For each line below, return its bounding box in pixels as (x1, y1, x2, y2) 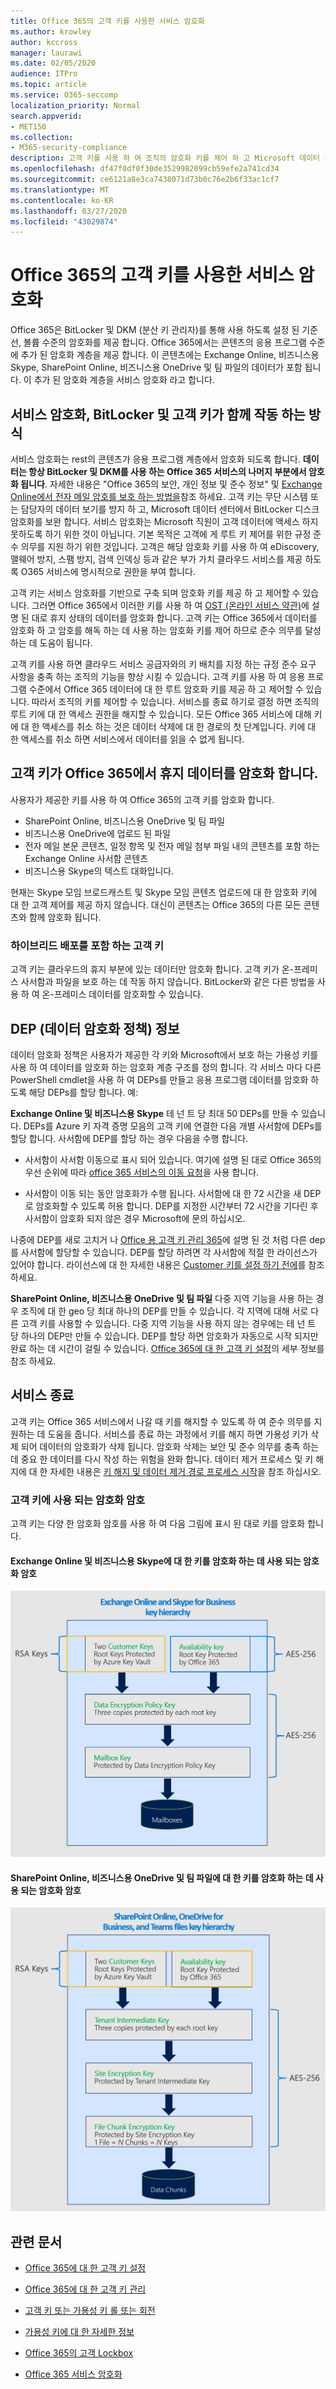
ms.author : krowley (10, 26, 92, 37)
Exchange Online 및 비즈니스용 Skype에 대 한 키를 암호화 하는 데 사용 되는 (10, 1555, 302, 1567)
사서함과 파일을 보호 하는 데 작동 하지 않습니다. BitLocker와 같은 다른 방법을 (20, 976, 316, 988)
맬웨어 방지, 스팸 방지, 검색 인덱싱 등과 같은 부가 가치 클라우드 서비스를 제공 (10, 553, 303, 565)
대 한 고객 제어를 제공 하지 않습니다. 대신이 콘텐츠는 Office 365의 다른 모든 (10, 898, 302, 910)
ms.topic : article (10, 80, 87, 90)
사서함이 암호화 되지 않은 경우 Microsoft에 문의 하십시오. (24, 1212, 246, 1224)
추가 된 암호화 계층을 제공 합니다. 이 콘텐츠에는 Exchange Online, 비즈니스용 (20, 349, 320, 361)
